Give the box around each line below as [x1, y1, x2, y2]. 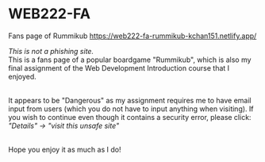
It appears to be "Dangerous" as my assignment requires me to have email [8, 95, 252, 105]
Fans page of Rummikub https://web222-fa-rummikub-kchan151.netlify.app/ [8, 31, 257, 40]
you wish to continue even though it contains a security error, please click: [8, 112, 252, 121]
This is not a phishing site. [8, 46, 94, 56]
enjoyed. [8, 71, 37, 81]
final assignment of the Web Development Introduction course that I [8, 63, 230, 72]
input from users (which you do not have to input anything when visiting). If [8, 104, 254, 114]
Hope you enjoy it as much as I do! [8, 145, 121, 154]
